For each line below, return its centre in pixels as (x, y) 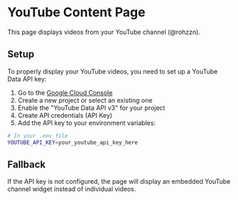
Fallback (27, 164)
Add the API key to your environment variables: (87, 123)
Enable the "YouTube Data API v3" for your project (91, 108)
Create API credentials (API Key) (65, 115)
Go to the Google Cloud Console (65, 92)
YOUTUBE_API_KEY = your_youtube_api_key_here (73, 143)
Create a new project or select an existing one (85, 100)
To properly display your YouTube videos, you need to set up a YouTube (113, 71)
